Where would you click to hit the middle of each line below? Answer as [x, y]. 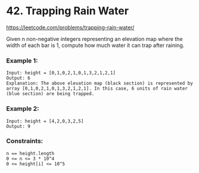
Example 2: [23, 109]
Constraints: [25, 141]
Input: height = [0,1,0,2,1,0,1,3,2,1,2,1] [61, 73]
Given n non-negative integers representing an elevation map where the [94, 39]
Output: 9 [18, 126]
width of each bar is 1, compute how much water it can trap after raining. [95, 45]
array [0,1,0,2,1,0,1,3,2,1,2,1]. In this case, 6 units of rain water [97, 89]
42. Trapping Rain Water [68, 11]
